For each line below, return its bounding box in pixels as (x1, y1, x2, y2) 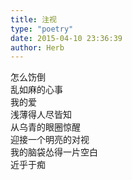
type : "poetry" (10, 24, 74, 34)
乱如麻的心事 (10, 84, 63, 96)
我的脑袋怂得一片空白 (10, 146, 98, 158)
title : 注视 (10, 14, 57, 25)
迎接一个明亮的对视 (10, 134, 90, 146)
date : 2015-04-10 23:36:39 (10, 33, 123, 43)
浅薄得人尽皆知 (10, 109, 72, 121)
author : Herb (10, 42, 65, 53)
